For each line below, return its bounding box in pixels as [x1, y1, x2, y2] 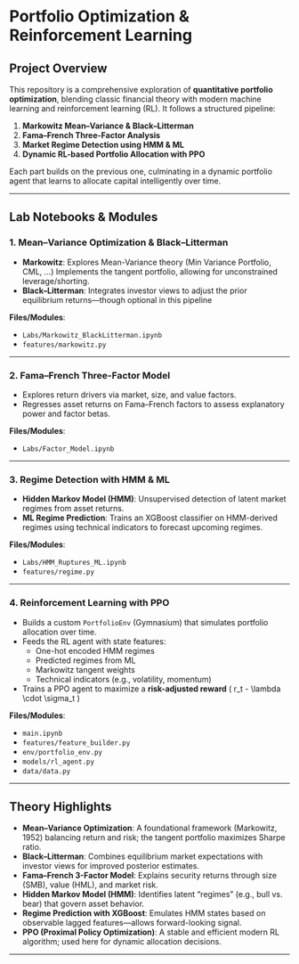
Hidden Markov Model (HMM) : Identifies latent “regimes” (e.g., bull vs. [21, 889, 283, 900]
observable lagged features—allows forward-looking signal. [21, 918, 242, 928]
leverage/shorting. [21, 275, 91, 286]
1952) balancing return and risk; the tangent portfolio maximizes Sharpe [21, 832, 287, 843]
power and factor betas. [21, 408, 111, 419]
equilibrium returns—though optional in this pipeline [21, 294, 213, 305]
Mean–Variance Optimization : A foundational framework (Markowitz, [21, 822, 278, 834]
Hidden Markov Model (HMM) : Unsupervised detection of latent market [21, 494, 287, 504]
